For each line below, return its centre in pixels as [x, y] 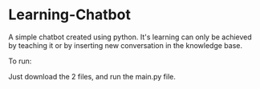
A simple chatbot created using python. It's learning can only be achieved [130, 37]
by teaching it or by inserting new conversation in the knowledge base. [126, 45]
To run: [20, 61]
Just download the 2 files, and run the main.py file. [92, 76]
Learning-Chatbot [69, 15]
